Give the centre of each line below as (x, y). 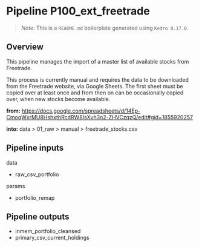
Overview (25, 47)
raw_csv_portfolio (37, 174)
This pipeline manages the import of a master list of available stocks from (98, 61)
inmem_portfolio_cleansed (48, 231)
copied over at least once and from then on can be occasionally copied (95, 93)
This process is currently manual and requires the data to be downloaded (98, 79)
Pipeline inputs (35, 148)
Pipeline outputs (38, 216)
